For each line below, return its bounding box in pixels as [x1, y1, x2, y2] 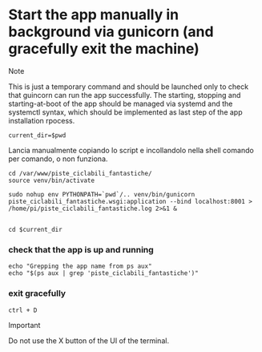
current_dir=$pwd [8, 131, 67, 140]
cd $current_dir [8, 225, 62, 233]
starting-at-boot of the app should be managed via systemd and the [8, 99, 233, 108]
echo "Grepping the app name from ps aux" [8, 262, 152, 270]
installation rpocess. [8, 115, 75, 125]
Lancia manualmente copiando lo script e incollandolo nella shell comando [8, 145, 254, 155]
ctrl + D [8, 306, 38, 314]
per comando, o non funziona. [8, 154, 108, 164]
